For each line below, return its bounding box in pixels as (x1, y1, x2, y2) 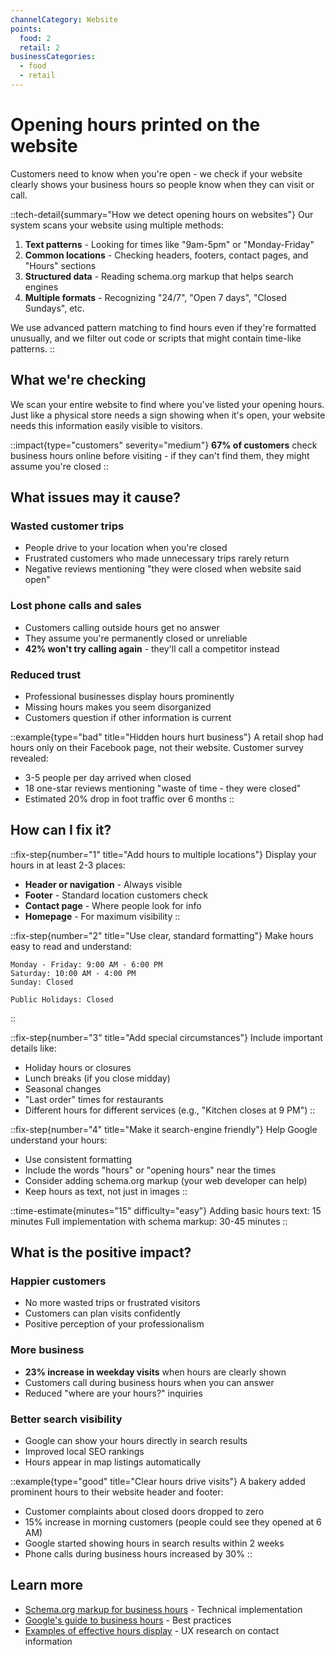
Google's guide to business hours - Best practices (24, 1614, 232, 1626)
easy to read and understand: (10, 940, 132, 952)
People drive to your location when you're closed (24, 542, 228, 554)
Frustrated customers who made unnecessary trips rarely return (24, 552, 290, 565)
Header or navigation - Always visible (24, 878, 183, 890)
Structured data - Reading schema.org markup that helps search (24, 270, 294, 282)
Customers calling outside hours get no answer (24, 621, 220, 633)
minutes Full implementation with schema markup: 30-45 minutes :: (10, 1215, 288, 1227)
